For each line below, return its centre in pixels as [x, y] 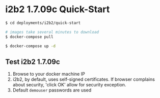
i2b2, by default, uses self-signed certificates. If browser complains [84, 79]
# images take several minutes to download [52, 32]
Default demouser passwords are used [52, 90]
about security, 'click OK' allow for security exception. [69, 85]
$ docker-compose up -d [31, 46]
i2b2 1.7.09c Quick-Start [58, 9]
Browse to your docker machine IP [49, 74]
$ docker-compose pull [29, 37]
